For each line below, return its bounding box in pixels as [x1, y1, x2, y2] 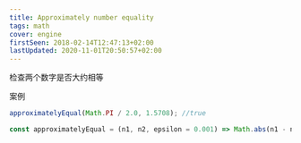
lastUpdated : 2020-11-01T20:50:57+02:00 [9, 46, 163, 55]
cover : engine [9, 29, 63, 38]
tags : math [9, 21, 50, 30]
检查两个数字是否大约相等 [9, 72, 104, 83]
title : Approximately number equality [9, 13, 154, 22]
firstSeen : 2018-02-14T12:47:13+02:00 [9, 38, 154, 47]
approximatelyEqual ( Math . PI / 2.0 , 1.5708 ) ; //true [9, 109, 206, 118]
